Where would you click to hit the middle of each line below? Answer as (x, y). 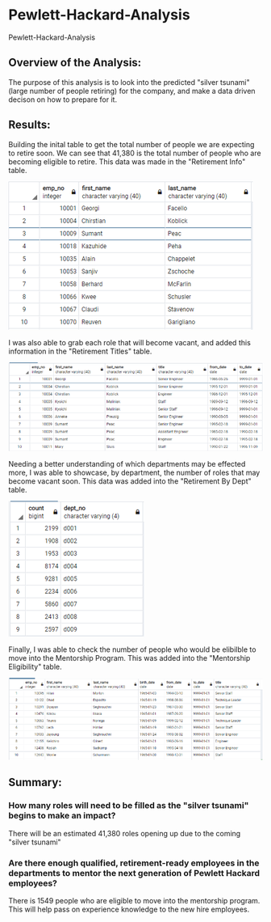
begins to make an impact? (62, 816)
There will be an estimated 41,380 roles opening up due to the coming (125, 833)
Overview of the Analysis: (75, 63)
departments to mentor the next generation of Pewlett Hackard (134, 873)
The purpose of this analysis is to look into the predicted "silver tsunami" (129, 82)
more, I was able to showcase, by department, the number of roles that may (134, 473)
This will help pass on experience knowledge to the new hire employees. (129, 909)
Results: (29, 125)
